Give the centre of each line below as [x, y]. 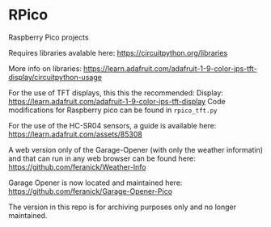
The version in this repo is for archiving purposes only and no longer [123, 207]
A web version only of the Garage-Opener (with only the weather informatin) [136, 149]
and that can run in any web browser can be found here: [102, 158]
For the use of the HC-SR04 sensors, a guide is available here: [112, 125]
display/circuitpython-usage [55, 77]
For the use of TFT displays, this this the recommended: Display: [116, 92]
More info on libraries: [45, 68]
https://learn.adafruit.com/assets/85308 [76, 134]
